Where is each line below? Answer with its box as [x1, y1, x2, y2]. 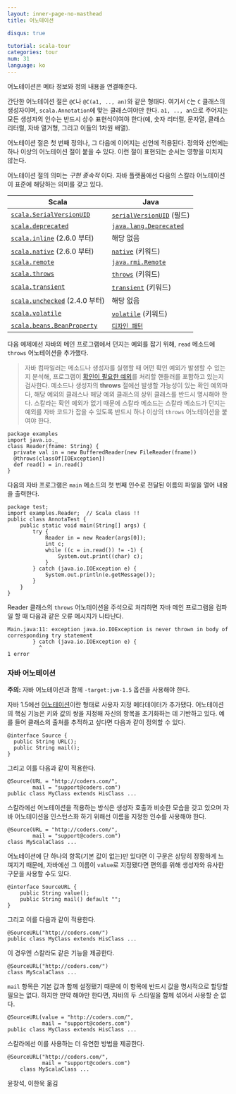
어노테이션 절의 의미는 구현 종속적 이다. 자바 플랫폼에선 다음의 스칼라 [7, 170, 195, 180]
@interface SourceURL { [7, 883, 77, 891]
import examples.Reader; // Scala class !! [7, 509, 140, 516]
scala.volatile [11, 309, 62, 317]
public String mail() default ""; [20, 896, 121, 903]
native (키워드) [111, 246, 161, 256]
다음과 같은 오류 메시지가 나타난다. [29, 611, 124, 620]
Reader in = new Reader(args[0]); [44, 534, 147, 541]
